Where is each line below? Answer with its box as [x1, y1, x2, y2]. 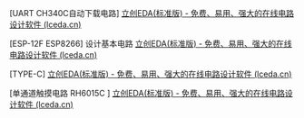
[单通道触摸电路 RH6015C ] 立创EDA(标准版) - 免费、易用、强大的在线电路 [9, 88, 286, 98]
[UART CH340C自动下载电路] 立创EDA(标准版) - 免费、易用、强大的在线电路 [9, 8, 295, 18]
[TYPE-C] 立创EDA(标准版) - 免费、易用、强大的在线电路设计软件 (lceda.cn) [9, 68, 292, 79]
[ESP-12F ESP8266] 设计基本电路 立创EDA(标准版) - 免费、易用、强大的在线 [9, 39, 292, 49]
